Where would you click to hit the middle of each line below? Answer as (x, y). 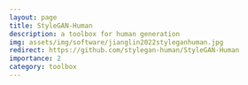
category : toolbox (43, 67)
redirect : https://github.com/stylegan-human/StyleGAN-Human (124, 50)
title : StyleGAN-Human (51, 26)
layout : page (33, 17)
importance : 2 (35, 58)
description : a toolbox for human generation (94, 34)
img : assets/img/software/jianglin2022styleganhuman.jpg (116, 42)
